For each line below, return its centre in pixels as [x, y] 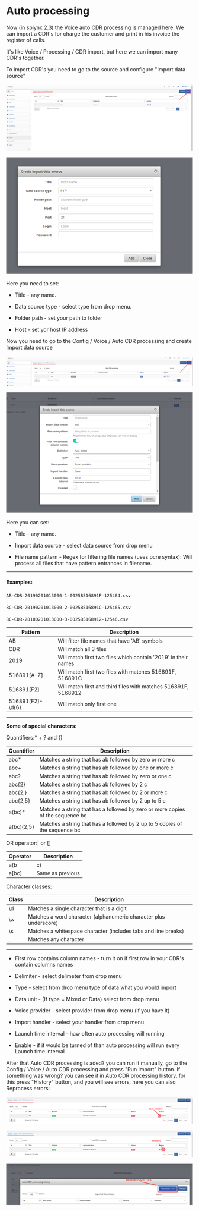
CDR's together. [25, 58]
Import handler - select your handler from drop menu [79, 1022]
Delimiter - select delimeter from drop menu [68, 976]
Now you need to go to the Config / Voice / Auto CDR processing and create [99, 341]
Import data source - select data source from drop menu [84, 545]
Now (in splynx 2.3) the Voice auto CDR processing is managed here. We [95, 27]
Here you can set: [28, 522]
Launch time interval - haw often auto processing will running [89, 1033]
